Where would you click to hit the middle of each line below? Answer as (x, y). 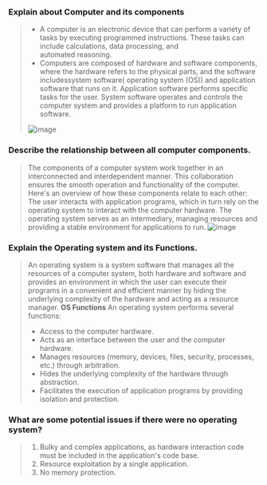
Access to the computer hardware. (96, 331)
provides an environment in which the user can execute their (127, 282)
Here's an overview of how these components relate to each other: (137, 193)
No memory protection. (78, 472)
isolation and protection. (79, 399)
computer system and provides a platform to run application (138, 105)
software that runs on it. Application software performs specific (144, 89)
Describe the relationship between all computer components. (130, 150)
